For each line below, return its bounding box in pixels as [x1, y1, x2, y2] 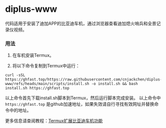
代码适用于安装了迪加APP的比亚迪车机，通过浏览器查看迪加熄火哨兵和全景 [5, 20, 157, 26]
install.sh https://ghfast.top [5, 85, 70, 91]
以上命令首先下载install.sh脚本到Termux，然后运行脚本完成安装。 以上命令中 [5, 95, 161, 101]
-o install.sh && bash [91, 82, 138, 86]
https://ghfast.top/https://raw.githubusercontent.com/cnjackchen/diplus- [5, 77, 163, 82]
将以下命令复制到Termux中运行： [12, 63, 80, 69]
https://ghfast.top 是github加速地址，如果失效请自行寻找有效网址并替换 [5, 101, 155, 107]
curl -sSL [5, 73, 26, 78]
